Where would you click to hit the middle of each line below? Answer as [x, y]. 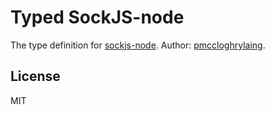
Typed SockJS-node [97, 17]
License [35, 76]
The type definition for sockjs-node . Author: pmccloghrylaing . [138, 45]
